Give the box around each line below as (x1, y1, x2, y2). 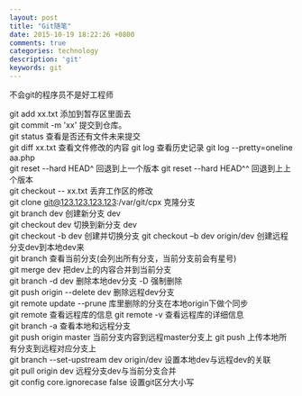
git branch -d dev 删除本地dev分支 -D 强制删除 (9, 275, 183, 286)
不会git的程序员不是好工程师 (9, 89, 114, 100)
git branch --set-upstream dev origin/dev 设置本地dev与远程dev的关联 (9, 354, 271, 364)
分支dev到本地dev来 (9, 241, 85, 252)
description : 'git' (9, 55, 83, 64)
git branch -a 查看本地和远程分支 (9, 320, 131, 331)
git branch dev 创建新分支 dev (9, 208, 122, 219)
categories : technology (9, 47, 99, 56)
